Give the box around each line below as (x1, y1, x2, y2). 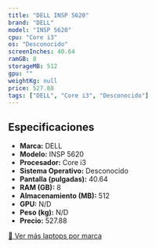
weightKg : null (8, 77, 58, 84)
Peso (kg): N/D (19, 208, 69, 217)
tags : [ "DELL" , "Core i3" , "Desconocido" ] (8, 92, 149, 99)
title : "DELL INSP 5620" (8, 11, 89, 20)
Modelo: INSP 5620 (19, 149, 85, 159)
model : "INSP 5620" (8, 26, 72, 34)
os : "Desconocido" (8, 41, 68, 49)
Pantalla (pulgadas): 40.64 (19, 174, 108, 184)
